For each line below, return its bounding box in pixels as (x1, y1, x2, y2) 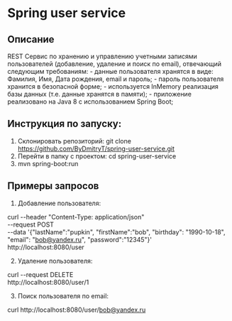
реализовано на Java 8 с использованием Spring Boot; (7, 97, 174, 106)
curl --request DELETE (7, 270, 74, 278)
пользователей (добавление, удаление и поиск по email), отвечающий (7, 60, 222, 68)
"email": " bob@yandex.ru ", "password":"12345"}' (7, 235, 153, 244)
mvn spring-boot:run (17, 159, 79, 168)
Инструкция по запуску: (7, 118, 122, 130)
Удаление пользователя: (17, 256, 93, 265)
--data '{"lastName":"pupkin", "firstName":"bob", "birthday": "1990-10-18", (7, 227, 226, 236)
